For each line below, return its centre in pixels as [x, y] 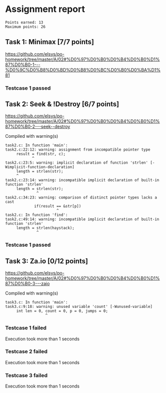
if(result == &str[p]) [58, 206]
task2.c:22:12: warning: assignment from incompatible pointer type [78, 150]
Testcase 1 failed [26, 328]
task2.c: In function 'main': [37, 145]
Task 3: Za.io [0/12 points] [47, 261]
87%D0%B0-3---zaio [27, 284]
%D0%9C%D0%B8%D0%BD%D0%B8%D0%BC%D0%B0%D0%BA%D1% [83, 70]
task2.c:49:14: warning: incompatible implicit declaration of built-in [82, 219]
